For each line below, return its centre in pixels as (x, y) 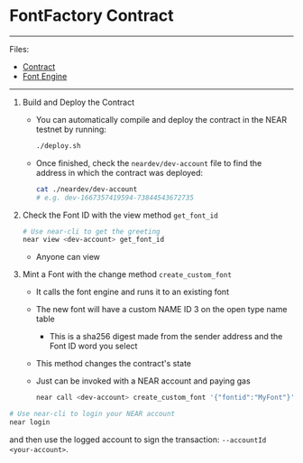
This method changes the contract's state (114, 364)
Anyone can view (68, 257)
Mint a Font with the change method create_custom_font (127, 274)
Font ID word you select (93, 346)
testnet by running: (71, 129)
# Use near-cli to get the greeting (91, 231)
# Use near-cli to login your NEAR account (92, 414)
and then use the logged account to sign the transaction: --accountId (138, 440)
